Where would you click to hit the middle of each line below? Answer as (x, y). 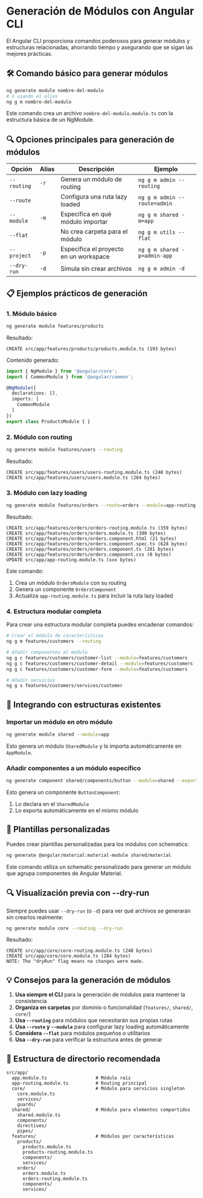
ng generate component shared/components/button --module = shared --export (102, 781)
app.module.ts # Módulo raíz (71, 1078)
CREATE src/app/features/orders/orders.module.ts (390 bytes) (86, 533)
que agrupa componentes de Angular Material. (64, 873)
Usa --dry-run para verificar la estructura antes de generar (89, 1040)
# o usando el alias (32, 96)
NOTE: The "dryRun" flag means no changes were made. (76, 962)
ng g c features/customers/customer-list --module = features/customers (97, 658)
